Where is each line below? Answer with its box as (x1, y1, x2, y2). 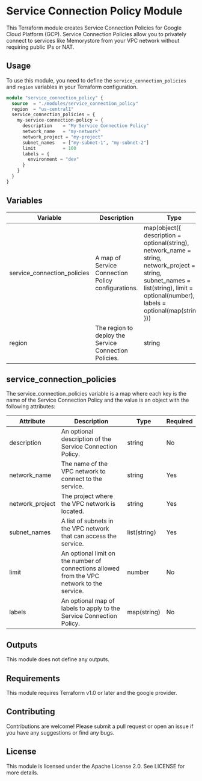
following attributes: (6, 403, 56, 410)
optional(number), (143, 291, 195, 299)
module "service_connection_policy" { (6, 95, 103, 101)
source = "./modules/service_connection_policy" (11, 101, 138, 107)
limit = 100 (22, 145, 77, 151)
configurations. (95, 284, 138, 292)
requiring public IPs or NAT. (6, 43, 75, 51)
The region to (95, 323, 133, 332)
